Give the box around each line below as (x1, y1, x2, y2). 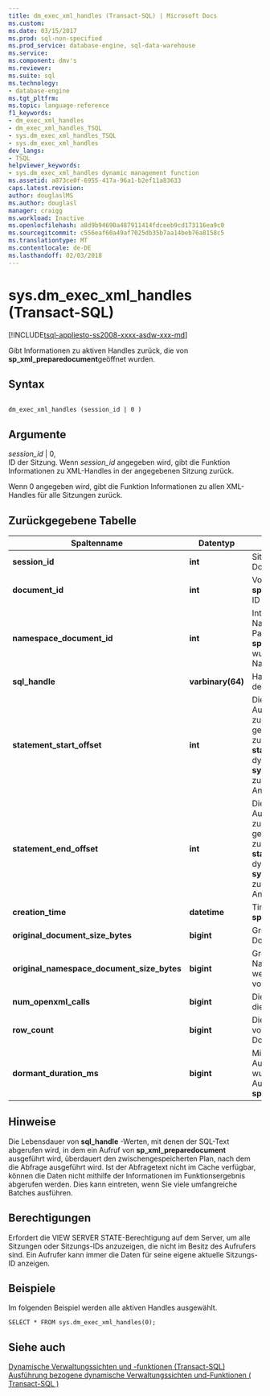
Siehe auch (8, 1340, 66, 1354)
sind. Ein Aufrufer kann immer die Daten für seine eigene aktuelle (8, 1249, 224, 1259)
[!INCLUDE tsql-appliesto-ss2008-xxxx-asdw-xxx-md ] (8, 329, 188, 339)
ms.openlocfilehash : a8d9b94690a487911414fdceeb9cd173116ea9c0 (8, 222, 225, 230)
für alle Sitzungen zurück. (37, 491, 123, 500)
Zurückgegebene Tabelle (8, 513, 137, 528)
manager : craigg (8, 206, 63, 214)
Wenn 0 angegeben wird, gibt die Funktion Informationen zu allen (8, 482, 225, 491)
